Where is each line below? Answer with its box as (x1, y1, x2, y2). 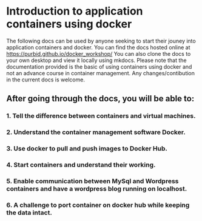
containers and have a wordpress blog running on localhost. (6, 184, 187, 192)
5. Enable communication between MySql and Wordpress (6, 177, 179, 185)
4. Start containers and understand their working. (6, 161, 156, 169)
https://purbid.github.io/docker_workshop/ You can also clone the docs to (6, 50, 191, 57)
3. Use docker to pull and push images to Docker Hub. (6, 144, 168, 153)
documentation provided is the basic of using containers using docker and (6, 63, 192, 70)
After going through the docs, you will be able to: (6, 93, 195, 104)
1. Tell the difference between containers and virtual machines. (6, 112, 196, 120)
